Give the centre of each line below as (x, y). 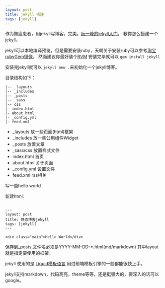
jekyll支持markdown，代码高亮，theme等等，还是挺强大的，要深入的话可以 (82, 274)
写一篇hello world (23, 186)
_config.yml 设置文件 (34, 169)
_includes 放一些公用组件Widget (45, 138)
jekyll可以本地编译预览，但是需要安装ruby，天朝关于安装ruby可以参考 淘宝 (81, 51)
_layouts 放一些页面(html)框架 (43, 132)
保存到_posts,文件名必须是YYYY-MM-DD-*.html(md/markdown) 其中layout (82, 247)
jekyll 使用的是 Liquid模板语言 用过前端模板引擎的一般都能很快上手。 (75, 264)
